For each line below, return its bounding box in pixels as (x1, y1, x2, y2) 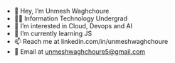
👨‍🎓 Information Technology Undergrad (14, 14, 128, 23)
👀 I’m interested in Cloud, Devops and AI (14, 22, 133, 30)
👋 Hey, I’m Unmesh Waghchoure (14, 7, 110, 15)
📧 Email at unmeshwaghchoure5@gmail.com (14, 47, 146, 56)
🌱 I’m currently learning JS (14, 29, 92, 38)
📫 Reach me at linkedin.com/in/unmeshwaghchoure (14, 38, 169, 45)
